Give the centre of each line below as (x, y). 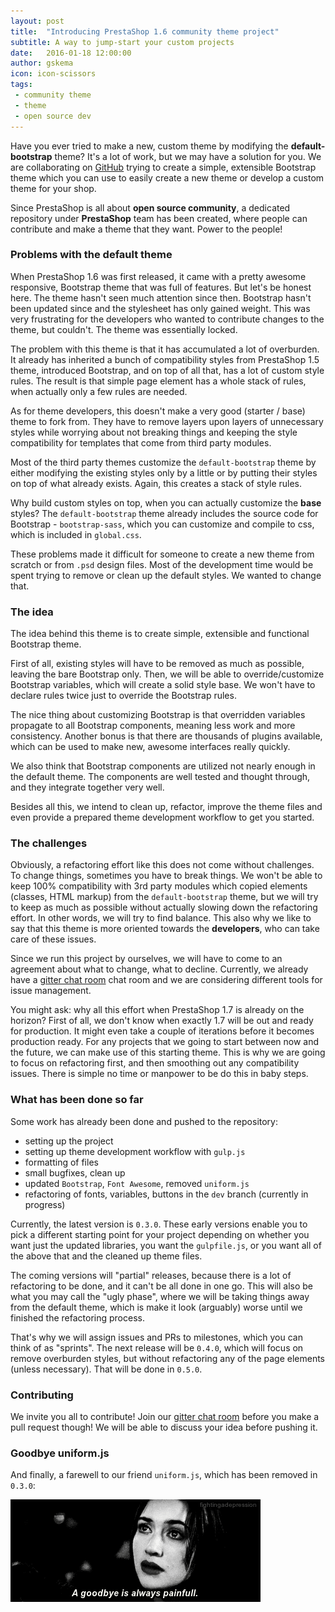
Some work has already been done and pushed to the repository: (144, 1121)
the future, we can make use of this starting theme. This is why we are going (168, 1052)
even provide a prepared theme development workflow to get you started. (162, 817)
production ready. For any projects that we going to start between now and (165, 1042)
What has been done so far (77, 1100)
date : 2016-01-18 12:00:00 (71, 53)
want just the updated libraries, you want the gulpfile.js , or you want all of (166, 1245)
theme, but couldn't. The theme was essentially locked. (124, 329)
